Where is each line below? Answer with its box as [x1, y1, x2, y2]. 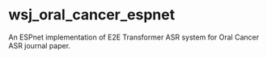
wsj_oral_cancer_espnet [8, 6, 176, 24]
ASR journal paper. [8, 40, 71, 50]
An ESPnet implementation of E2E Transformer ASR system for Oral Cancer [8, 32, 260, 42]
